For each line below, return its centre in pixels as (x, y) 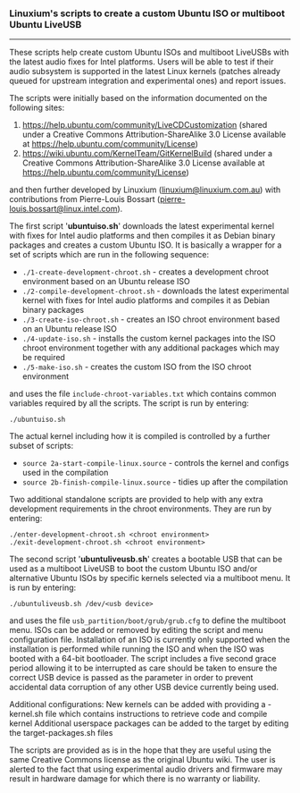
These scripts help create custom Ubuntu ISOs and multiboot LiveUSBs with (149, 53)
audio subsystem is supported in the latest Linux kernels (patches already (145, 72)
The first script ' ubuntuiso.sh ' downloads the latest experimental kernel (142, 226)
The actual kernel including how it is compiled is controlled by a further (140, 436)
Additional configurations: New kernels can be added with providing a (137, 704)
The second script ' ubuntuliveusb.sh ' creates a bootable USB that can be (146, 559)
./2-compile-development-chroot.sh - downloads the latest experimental (155, 291)
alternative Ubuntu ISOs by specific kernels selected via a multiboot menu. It (150, 578)
